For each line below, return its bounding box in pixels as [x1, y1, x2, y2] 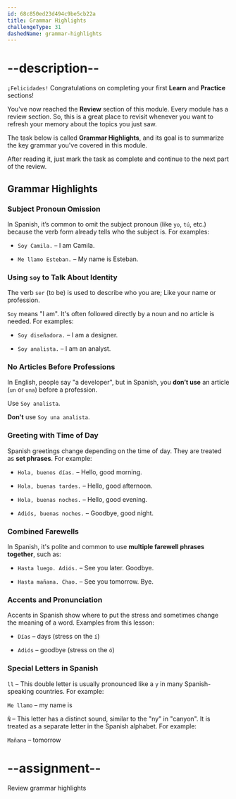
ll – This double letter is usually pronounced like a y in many [7, 679, 183, 688]
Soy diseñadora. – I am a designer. [17, 331, 118, 340]
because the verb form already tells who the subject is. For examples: [7, 227, 210, 236]
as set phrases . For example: [7, 454, 93, 462]
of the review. [7, 162, 47, 171]
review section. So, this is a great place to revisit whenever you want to [7, 112, 213, 121]
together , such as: [7, 550, 61, 558]
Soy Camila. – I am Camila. [17, 241, 95, 249]
